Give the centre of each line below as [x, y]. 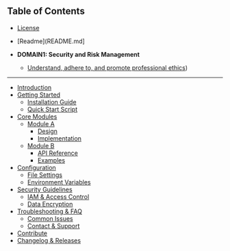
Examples [51, 160]
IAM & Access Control [58, 196]
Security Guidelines [45, 189]
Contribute [32, 233]
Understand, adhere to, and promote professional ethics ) [107, 67]
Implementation [60, 138]
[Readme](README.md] [51, 41]
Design [48, 131]
